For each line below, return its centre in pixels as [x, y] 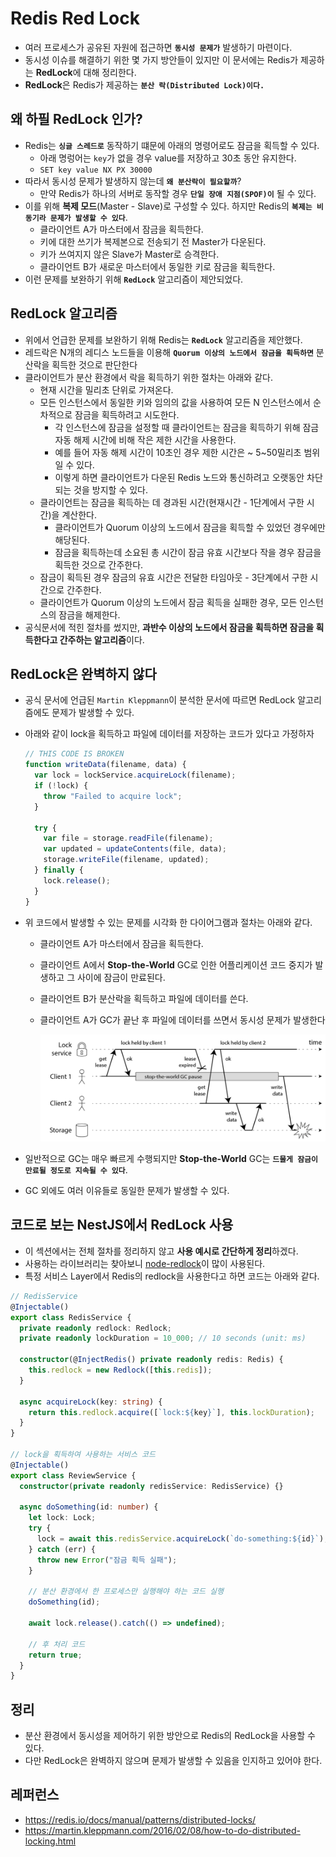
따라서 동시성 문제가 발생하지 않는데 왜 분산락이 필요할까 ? [133, 181]
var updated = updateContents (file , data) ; [135, 849]
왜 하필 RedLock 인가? [76, 119]
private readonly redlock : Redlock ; [95, 1328]
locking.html [50, 1841]
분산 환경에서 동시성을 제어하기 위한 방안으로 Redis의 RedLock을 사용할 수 [170, 1736]
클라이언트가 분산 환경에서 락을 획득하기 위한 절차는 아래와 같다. [148, 377]
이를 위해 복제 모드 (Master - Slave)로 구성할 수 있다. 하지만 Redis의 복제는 [168, 206]
